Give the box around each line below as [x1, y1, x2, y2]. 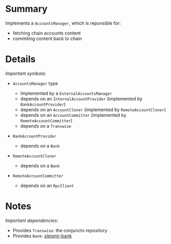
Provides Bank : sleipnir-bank [12, 233, 72, 239]
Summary [5, 3, 47, 15]
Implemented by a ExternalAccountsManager [20, 90, 112, 96]
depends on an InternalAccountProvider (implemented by [20, 95, 143, 101]
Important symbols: [5, 70, 46, 76]
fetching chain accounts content [12, 30, 81, 36]
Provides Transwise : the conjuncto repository [12, 227, 108, 233]
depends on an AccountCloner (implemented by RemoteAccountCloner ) [20, 106, 166, 113]
